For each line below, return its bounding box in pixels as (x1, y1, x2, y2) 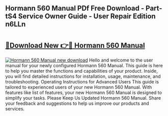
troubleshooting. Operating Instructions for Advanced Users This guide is (5, 79, 159, 84)
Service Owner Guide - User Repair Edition (18, 12, 156, 21)
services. (5, 106, 24, 111)
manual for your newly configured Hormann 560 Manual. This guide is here (5, 63, 163, 68)
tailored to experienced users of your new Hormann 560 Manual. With (5, 84, 152, 90)
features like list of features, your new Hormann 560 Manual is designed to (5, 90, 162, 96)
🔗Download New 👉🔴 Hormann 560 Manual (5, 41, 145, 50)
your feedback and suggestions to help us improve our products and (5, 100, 149, 106)
